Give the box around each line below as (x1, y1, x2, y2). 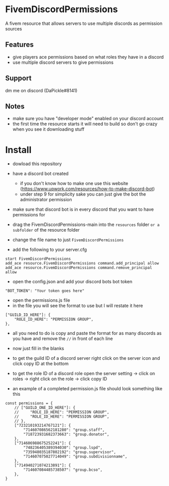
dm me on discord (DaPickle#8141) (5, 87, 78, 93)
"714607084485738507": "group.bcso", (23, 467, 102, 472)
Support (5, 74, 32, 83)
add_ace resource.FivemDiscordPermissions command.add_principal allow (5, 261, 159, 266)
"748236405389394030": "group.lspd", (23, 445, 102, 451)
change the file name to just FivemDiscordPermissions (12, 237, 124, 243)
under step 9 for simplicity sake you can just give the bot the (20, 191, 146, 197)
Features (5, 41, 34, 49)
